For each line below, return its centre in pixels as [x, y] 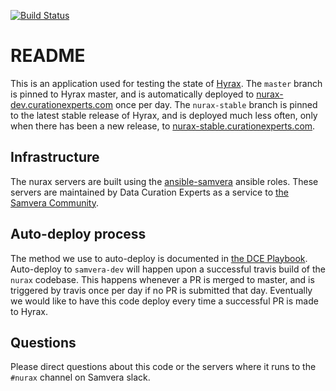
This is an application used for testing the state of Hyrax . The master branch [166, 83]
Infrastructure [55, 157]
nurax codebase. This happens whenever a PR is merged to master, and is [162, 279]
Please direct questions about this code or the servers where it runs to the [163, 367]
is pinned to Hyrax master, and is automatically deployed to [132, 94]
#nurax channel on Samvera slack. [80, 377]
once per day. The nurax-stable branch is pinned [216, 104]
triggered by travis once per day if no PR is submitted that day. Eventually [161, 290]
